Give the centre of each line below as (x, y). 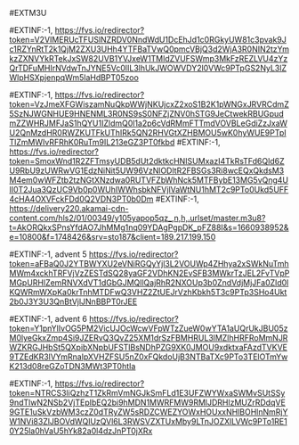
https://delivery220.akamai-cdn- (69, 208)
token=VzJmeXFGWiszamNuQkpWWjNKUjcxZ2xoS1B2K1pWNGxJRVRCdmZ (149, 104)
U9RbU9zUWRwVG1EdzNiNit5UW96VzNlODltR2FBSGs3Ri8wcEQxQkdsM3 (147, 170)
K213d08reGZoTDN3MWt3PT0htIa (73, 366)
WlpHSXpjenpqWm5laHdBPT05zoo (74, 78)
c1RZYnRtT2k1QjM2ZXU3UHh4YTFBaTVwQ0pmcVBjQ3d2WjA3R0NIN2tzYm (149, 49)
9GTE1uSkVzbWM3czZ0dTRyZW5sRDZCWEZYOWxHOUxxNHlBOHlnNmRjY (149, 412)
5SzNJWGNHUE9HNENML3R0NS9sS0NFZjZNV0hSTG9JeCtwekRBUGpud (146, 114)
